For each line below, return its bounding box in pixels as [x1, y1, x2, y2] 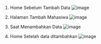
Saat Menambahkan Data [9, 24, 62, 30]
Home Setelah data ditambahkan [9, 34, 77, 39]
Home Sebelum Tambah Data [9, 5, 71, 10]
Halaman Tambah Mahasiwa [9, 14, 68, 20]
